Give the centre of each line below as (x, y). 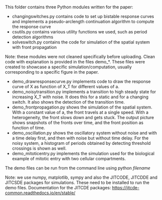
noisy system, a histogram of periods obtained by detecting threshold (81, 143)
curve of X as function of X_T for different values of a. (66, 86)
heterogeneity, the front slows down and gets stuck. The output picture (83, 117)
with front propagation (34, 47)
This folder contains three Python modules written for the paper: (69, 7)
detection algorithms (33, 37)
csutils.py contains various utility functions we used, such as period (80, 32)
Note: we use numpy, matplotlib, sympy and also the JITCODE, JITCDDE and (81, 177)
